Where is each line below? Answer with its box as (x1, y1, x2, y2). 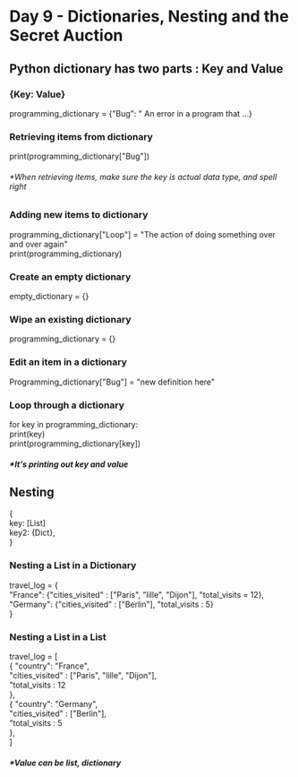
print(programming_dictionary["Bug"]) (9, 151, 150, 162)
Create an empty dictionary (9, 271, 132, 283)
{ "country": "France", (9, 660, 89, 671)
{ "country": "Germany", (9, 698, 98, 709)
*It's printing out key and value (9, 459, 129, 470)
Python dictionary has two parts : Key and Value (9, 61, 284, 76)
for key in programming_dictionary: (9, 419, 139, 429)
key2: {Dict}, (9, 527, 55, 539)
